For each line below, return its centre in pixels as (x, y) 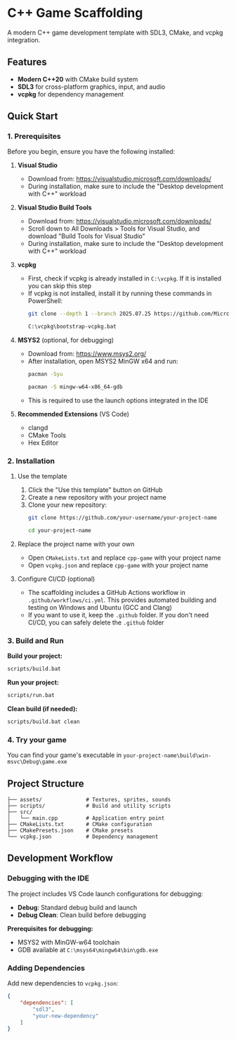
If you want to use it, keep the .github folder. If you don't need (118, 615)
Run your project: (33, 682)
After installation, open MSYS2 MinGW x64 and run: (103, 362)
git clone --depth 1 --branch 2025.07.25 (89, 314)
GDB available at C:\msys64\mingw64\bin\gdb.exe (88, 949)
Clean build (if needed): (42, 709)
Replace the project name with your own (76, 543)
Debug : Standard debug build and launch (77, 907)
